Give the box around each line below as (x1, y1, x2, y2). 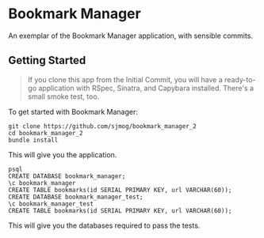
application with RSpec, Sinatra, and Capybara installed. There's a (38, 83, 254, 93)
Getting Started (8, 54, 86, 67)
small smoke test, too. (27, 92, 100, 101)
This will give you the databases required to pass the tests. (8, 221, 201, 230)
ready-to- (224, 74, 256, 84)
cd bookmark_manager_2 (8, 129, 83, 137)
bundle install (8, 136, 59, 144)
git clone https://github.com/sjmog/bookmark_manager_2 (8, 122, 197, 130)
